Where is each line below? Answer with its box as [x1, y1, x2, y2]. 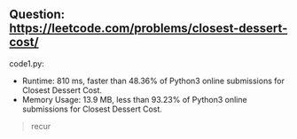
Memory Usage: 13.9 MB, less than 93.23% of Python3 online [21, 94, 247, 104]
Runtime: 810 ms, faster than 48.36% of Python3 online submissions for [21, 75, 285, 86]
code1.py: [9, 58, 44, 69]
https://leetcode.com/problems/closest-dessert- [9, 21, 288, 36]
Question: [9, 7, 66, 22]
